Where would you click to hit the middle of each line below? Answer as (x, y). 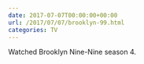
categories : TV (33, 30)
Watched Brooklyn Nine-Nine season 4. (72, 52)
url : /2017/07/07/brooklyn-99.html (66, 23)
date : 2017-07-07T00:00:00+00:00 (63, 15)
